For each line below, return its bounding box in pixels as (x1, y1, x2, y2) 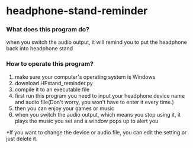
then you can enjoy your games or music (14, 105, 114, 112)
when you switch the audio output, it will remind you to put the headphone (6, 38, 188, 46)
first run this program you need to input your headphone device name (14, 92, 185, 99)
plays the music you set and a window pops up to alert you (14, 117, 159, 124)
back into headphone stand (6, 45, 73, 52)
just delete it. (6, 135, 38, 142)
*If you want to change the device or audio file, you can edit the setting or (6, 128, 187, 136)
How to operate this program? (6, 60, 94, 68)
